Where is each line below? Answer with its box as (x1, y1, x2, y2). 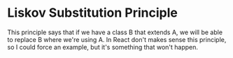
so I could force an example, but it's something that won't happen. (7, 43, 198, 51)
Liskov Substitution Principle (7, 5, 178, 21)
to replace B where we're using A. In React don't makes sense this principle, (7, 35, 227, 43)
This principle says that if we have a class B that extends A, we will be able (7, 28, 223, 36)
